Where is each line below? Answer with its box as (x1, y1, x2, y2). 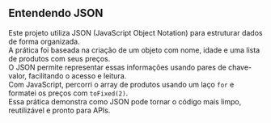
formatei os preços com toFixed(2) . (8, 88, 129, 98)
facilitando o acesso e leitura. (28, 70, 127, 80)
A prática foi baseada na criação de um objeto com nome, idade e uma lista (8, 45, 260, 55)
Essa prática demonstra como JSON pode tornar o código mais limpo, (8, 96, 242, 106)
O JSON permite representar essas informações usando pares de (8, 62, 227, 72)
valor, (8, 70, 27, 80)
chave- (227, 62, 252, 72)
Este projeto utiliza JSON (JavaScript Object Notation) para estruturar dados (8, 28, 263, 37)
